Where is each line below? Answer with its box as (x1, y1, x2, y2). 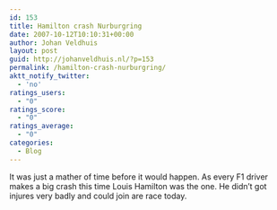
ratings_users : (9, 88, 66, 97)
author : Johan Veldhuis (9, 38, 99, 48)
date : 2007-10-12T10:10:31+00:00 (9, 30, 134, 39)
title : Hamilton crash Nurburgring (9, 22, 143, 31)
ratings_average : (9, 122, 74, 131)
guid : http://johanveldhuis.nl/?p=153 (9, 55, 154, 64)
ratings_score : (9, 105, 66, 114)
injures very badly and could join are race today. (9, 190, 187, 201)
